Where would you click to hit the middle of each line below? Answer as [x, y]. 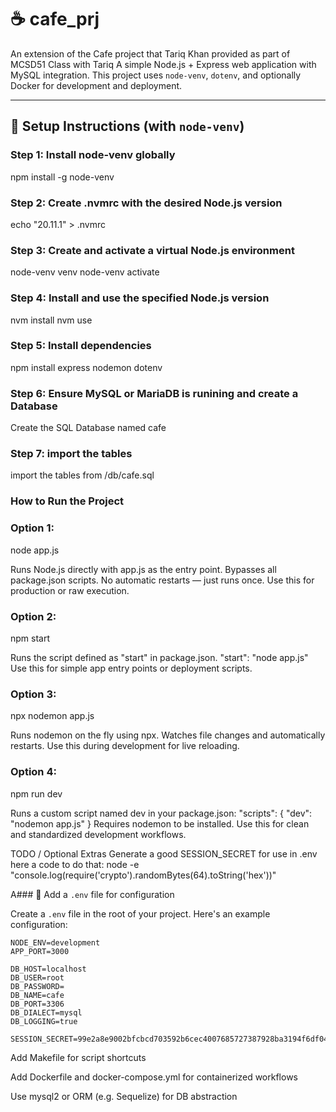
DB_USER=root [37, 977]
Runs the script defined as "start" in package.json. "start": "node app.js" [159, 657]
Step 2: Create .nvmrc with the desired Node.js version [146, 203]
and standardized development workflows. [98, 834]
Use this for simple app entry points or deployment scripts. [131, 668]
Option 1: [32, 528]
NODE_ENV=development [55, 942]
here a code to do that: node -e [75, 864]
